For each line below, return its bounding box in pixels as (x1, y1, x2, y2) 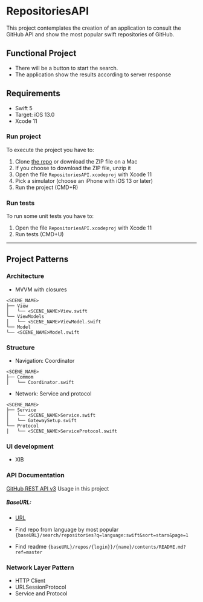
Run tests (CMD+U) (14, 231, 64, 238)
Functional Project (6, 48, 77, 59)
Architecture (6, 272, 45, 280)
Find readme (14, 543, 47, 550)
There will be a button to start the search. (14, 64, 118, 71)
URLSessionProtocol (14, 583, 66, 590)
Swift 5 (14, 104, 33, 111)
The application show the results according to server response (14, 71, 172, 78)
